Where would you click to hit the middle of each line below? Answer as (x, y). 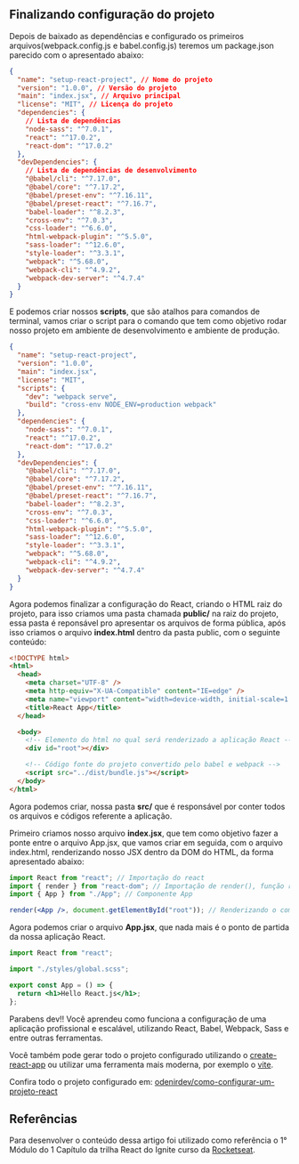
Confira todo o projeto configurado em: (81, 1081)
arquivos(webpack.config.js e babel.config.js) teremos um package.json (141, 45)
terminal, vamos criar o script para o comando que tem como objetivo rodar (148, 321)
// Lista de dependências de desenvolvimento (111, 171)
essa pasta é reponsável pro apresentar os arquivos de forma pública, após (148, 623)
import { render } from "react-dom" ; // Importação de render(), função (147, 886)
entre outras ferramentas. (57, 1038)
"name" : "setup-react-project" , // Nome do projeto (115, 79)
